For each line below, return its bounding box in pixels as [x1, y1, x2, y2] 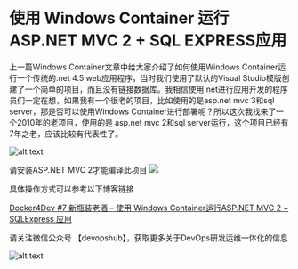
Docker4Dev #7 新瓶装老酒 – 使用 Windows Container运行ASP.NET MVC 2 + [9, 202, 289, 213]
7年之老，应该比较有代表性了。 [9, 128, 123, 139]
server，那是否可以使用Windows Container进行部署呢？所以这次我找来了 [9, 106, 277, 117]
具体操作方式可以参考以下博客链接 [9, 183, 134, 194]
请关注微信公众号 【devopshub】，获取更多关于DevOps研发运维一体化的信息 [9, 232, 289, 243]
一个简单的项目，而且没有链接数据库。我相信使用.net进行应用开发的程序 [24, 84, 289, 94]
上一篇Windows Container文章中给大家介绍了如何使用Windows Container [9, 61, 278, 72]
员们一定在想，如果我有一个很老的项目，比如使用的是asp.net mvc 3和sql [9, 94, 275, 105]
